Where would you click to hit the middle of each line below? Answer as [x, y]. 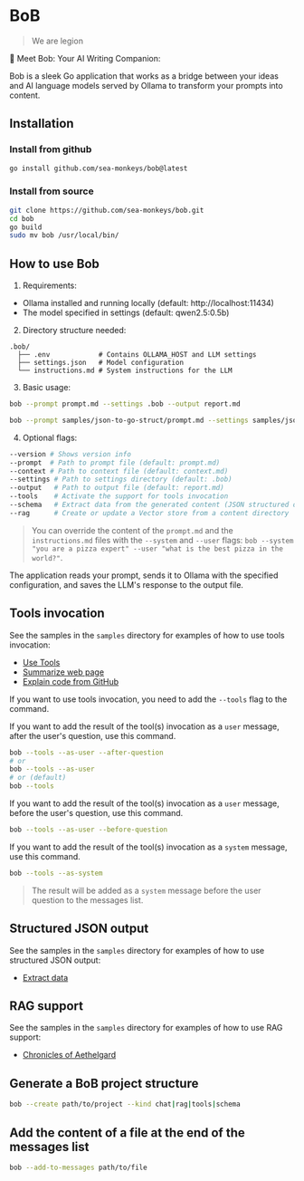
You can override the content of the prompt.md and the [132, 530]
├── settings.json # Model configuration [100, 363]
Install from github [51, 149]
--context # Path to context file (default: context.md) [119, 471]
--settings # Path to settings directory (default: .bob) [121, 480]
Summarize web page [63, 672]
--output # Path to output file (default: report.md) [117, 488]
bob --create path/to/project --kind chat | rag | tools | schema [125, 1104]
